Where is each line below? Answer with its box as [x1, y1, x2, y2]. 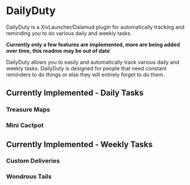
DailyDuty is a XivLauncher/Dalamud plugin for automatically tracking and [6, 23, 185, 30]
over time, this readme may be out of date [6, 47, 110, 54]
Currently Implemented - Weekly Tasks [6, 139, 153, 149]
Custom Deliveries [6, 157, 60, 165]
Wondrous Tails [6, 173, 52, 181]
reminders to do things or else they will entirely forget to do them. [6, 71, 165, 78]
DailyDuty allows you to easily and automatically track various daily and [6, 59, 179, 66]
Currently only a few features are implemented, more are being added [6, 41, 181, 48]
